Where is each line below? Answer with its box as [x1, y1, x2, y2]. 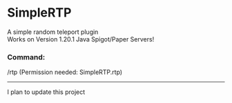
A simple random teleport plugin [7, 28, 99, 36]
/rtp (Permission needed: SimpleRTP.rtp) [7, 68, 123, 77]
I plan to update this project [7, 88, 86, 96]
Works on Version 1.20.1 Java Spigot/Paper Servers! [7, 35, 155, 43]
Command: [7, 52, 46, 62]
